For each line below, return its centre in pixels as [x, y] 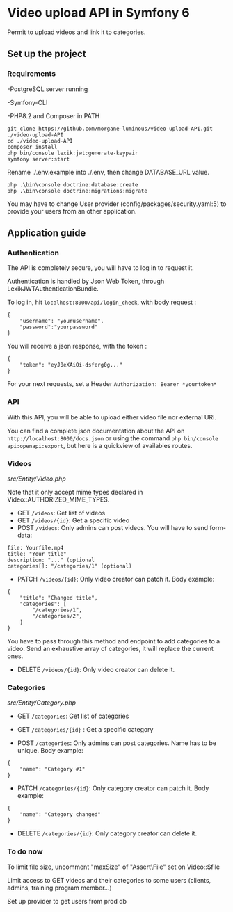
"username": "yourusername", [62, 321]
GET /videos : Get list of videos [61, 513]
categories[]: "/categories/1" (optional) [70, 566]
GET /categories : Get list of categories [73, 716]
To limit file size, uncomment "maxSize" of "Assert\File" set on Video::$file [114, 867]
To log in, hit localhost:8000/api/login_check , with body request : [102, 302]
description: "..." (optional [51, 560]
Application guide [47, 233]
